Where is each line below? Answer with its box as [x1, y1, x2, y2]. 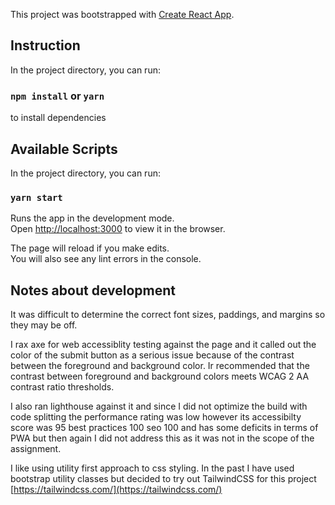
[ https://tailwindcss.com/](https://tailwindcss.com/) [10, 484, 223, 496]
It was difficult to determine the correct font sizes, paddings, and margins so [10, 309, 326, 321]
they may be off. [10, 319, 78, 331]
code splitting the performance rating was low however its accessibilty [10, 411, 302, 423]
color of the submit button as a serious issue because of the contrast [10, 349, 295, 361]
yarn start [10, 192, 63, 203]
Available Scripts [10, 140, 118, 158]
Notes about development [10, 282, 176, 299]
